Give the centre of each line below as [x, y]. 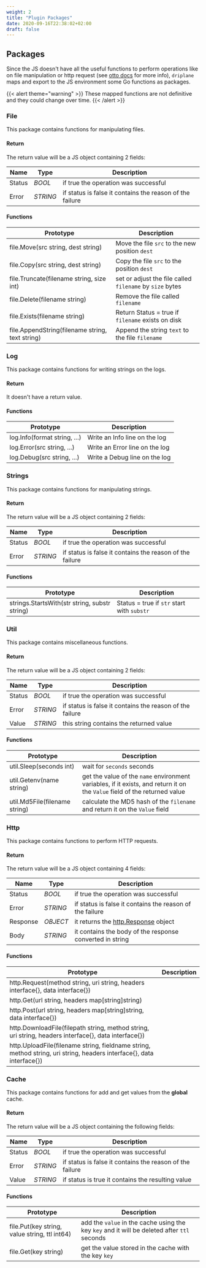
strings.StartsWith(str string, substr [60, 603]
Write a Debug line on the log [129, 458]
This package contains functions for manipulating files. [76, 129]
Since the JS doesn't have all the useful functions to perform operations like [102, 69]
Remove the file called [147, 296]
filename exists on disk [149, 320]
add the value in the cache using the [133, 1223]
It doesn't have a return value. [44, 397]
